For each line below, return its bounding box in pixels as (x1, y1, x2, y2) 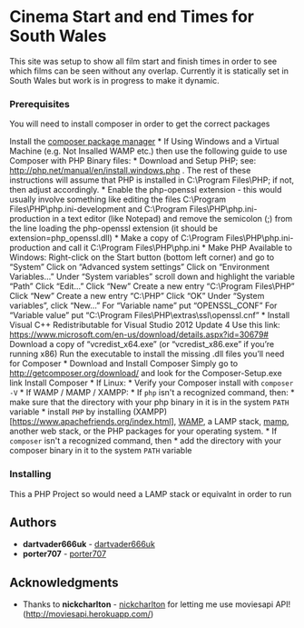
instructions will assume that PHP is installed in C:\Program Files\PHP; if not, (9, 174, 295, 185)
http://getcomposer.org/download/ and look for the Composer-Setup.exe (9, 368, 283, 379)
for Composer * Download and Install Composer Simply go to (9, 358, 239, 369)
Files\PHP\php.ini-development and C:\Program (9, 204, 188, 214)
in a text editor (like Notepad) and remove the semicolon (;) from (52, 214, 293, 224)
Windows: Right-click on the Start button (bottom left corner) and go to (9, 252, 275, 263)
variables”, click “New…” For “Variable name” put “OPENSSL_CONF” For (9, 300, 278, 311)
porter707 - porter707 (22, 548, 107, 560)
